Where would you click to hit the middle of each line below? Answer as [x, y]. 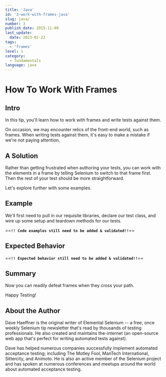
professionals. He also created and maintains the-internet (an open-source [82, 333]
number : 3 [15, 24]
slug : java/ [17, 19]
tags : [11, 42]
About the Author [33, 311]
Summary [21, 273]
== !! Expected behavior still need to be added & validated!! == [75, 258]
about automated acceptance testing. [43, 369]
